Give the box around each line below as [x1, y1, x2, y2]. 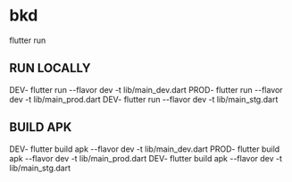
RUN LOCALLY [9, 61, 91, 76]
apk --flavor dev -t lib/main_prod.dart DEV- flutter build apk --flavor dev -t [9, 153, 283, 163]
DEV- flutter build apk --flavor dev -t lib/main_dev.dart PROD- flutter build [9, 144, 280, 154]
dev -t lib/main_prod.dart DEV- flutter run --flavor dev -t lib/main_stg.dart [9, 94, 279, 104]
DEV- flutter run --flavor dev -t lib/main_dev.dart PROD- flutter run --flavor [9, 84, 283, 95]
